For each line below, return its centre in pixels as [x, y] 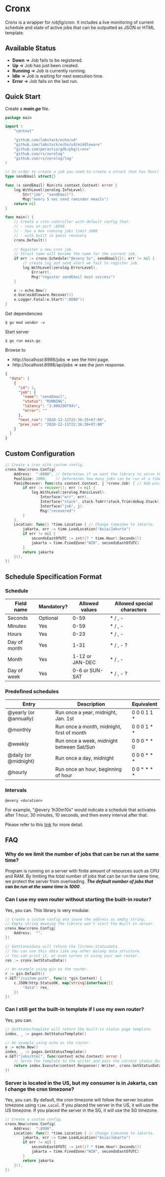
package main [18, 118]
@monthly [19, 730]
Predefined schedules [32, 691]
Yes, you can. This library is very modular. [47, 910]
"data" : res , [36, 987]
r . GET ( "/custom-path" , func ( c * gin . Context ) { [54, 979]
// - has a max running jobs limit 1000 [56, 231]
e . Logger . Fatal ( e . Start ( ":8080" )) [49, 300]
